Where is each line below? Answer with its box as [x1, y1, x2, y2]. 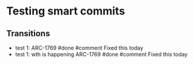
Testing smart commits [6, 4, 125, 18]
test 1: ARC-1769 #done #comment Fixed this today [15, 44, 144, 51]
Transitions [6, 28, 50, 39]
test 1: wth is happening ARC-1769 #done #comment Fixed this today [15, 51, 188, 58]
